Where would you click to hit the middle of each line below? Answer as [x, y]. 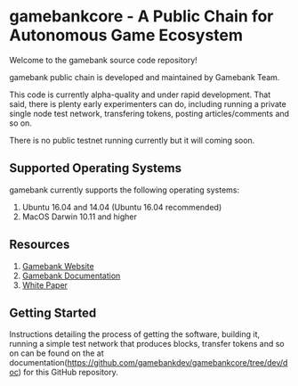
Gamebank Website [58, 266]
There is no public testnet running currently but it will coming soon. [132, 140]
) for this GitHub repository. [68, 373]
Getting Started [53, 312]
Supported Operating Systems [96, 168]
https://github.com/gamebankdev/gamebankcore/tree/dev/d [177, 363]
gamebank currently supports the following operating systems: [125, 190]
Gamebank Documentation [71, 275]
